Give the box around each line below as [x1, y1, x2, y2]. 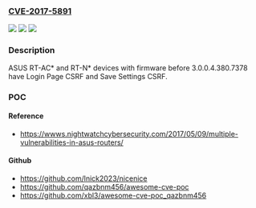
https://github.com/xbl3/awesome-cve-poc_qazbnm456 [19, 190, 207, 200]
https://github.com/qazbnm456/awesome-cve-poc [19, 182, 189, 191]
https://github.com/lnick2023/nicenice [19, 174, 148, 183]
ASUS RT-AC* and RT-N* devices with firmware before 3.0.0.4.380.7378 [8, 62, 248, 73]
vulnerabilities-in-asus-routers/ [19, 138, 124, 147]
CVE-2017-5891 [8, 6, 72, 17]
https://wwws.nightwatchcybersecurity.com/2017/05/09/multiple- [19, 129, 239, 138]
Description [8, 45, 55, 56]
